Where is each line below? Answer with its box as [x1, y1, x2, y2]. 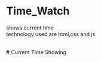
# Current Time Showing [6, 48, 67, 55]
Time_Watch [6, 4, 70, 18]
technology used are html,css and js [6, 30, 96, 37]
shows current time [6, 24, 54, 31]
